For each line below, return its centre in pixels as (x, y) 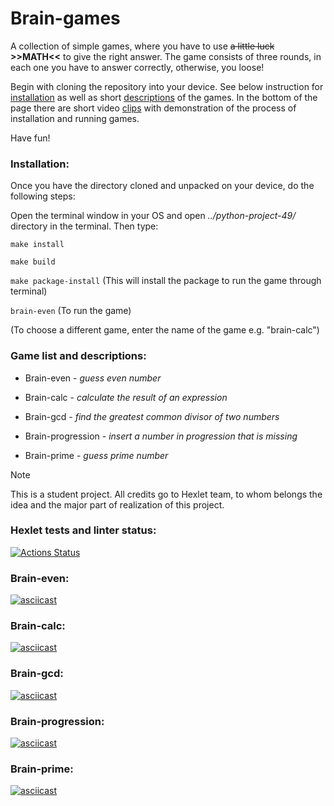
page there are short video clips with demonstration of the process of (153, 108)
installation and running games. (75, 118)
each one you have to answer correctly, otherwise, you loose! (137, 67)
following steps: (43, 196)
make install (37, 245)
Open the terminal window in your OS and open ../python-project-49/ (153, 216)
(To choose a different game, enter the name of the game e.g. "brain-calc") (165, 330)
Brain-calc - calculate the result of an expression (126, 397)
